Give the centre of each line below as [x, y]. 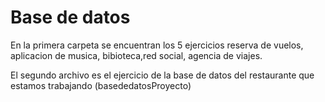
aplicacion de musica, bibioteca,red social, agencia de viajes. [136, 55]
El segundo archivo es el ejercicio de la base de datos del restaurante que [162, 75]
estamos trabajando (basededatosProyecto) [101, 85]
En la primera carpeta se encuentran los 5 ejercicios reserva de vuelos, [157, 45]
